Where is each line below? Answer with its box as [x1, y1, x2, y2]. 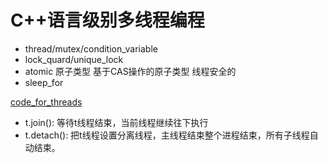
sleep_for [24, 76, 64, 88]
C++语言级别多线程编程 [10, 9, 205, 32]
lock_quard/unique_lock [24, 53, 124, 65]
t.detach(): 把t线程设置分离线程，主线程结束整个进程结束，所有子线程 [24, 129, 310, 141]
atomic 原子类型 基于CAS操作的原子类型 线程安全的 [24, 65, 237, 77]
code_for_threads [10, 96, 83, 108]
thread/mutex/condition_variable [24, 42, 158, 55]
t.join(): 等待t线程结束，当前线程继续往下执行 [24, 116, 209, 128]
